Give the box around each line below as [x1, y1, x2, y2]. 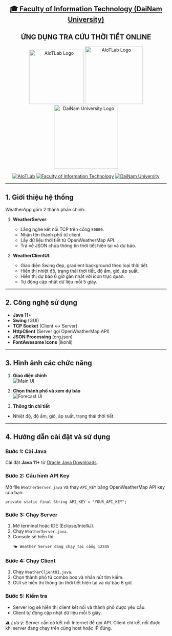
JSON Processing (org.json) [12, 334, 73, 340]
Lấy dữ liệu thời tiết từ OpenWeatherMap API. [20, 237, 116, 244]
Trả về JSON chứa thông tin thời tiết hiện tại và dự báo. [20, 243, 137, 249]
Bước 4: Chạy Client [5, 557, 56, 564]
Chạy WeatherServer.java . [12, 528, 68, 534]
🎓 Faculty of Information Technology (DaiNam [10, 5, 162, 13]
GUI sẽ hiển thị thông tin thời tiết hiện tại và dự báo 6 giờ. [12, 580, 133, 586]
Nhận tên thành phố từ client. [20, 232, 82, 238]
